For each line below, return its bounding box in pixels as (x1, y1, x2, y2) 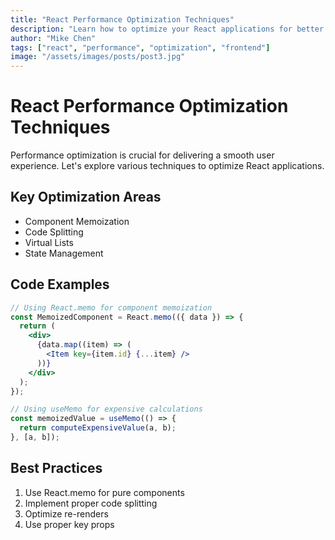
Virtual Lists (24, 236, 74, 248)
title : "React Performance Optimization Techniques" (10, 14, 235, 25)
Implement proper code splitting (24, 497, 158, 509)
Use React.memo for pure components (24, 486, 185, 498)
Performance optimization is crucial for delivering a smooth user (10, 149, 275, 161)
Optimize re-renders (24, 507, 109, 520)
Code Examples (10, 276, 110, 293)
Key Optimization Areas (10, 189, 162, 206)
